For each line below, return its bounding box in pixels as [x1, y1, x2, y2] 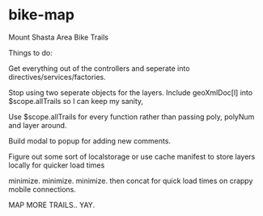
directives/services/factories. [8, 72, 107, 81]
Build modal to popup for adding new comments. [8, 135, 172, 146]
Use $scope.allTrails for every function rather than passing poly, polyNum [8, 111, 255, 122]
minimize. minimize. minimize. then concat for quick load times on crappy [8, 176, 253, 185]
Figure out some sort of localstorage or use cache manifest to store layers [8, 152, 256, 161]
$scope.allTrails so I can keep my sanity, [8, 96, 144, 106]
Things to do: [8, 48, 53, 57]
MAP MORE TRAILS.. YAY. [8, 200, 95, 210]
